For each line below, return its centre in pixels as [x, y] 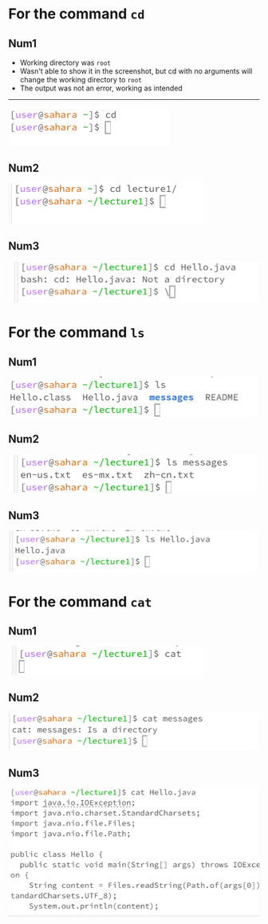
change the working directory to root [81, 80]
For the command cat [80, 602]
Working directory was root [65, 62]
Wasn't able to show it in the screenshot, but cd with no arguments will [136, 71]
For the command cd [77, 14]
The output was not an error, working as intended [101, 88]
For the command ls [77, 332]
